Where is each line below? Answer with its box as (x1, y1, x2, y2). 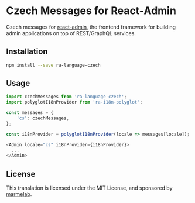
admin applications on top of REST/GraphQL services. (6, 29, 136, 36)
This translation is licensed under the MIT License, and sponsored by (6, 184, 173, 191)
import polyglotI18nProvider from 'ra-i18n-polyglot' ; (6, 99, 143, 105)
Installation (6, 47, 48, 57)
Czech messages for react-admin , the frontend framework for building (6, 23, 176, 30)
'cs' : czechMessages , (16, 115, 69, 121)
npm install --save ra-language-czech (6, 62, 101, 68)
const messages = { (6, 110, 54, 116)
